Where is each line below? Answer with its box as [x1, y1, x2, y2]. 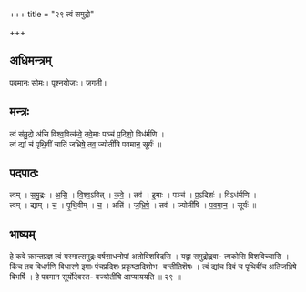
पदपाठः [9, 166, 39, 181]
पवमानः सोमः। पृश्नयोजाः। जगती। [9, 77, 107, 88]
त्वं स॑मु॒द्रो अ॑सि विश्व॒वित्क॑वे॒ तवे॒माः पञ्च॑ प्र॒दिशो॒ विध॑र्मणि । [9, 128, 166, 139]
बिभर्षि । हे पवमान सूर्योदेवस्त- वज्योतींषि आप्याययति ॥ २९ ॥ [9, 271, 181, 282]
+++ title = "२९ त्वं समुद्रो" [9, 9, 95, 19]
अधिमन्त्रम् [9, 53, 52, 68]
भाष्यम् [9, 227, 36, 242]
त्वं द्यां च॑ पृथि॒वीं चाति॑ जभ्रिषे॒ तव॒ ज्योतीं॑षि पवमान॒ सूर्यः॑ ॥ [9, 138, 162, 149]
